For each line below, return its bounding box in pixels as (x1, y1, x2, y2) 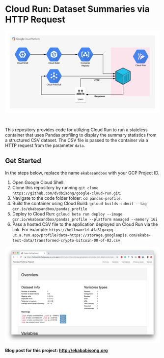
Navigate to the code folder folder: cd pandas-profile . (12, 195, 122, 201)
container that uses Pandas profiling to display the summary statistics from (5, 132, 157, 138)
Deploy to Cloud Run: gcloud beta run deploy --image (12, 211, 123, 216)
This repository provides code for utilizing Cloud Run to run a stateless (5, 127, 148, 133)
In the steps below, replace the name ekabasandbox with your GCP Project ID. (5, 170, 160, 176)
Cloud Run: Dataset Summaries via (5, 3, 150, 15)
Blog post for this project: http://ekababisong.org (5, 348, 108, 354)
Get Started (5, 157, 41, 165)
